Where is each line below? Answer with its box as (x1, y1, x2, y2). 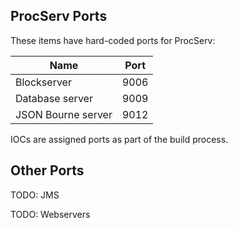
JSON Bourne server (15, 107, 113, 121)
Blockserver (15, 75, 72, 89)
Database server (15, 91, 93, 105)
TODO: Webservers (10, 208, 91, 220)
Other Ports (10, 162, 85, 179)
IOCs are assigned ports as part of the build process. (10, 133, 229, 145)
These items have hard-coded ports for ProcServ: (10, 34, 216, 46)
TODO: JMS (10, 189, 60, 201)
